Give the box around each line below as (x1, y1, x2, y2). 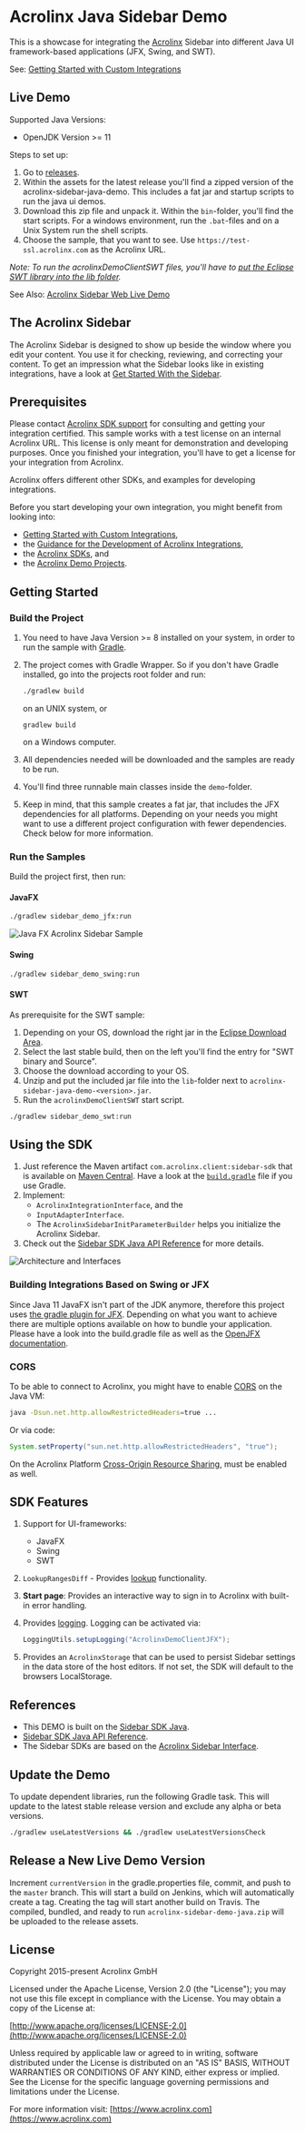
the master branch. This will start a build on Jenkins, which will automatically (9, 1886, 295, 1898)
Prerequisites (9, 394, 87, 409)
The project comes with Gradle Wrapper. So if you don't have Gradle (22, 660, 280, 671)
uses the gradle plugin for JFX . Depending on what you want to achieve (9, 1309, 278, 1320)
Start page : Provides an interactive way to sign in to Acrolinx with (22, 1590, 268, 1601)
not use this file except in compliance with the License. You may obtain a (9, 1993, 281, 2004)
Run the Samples (9, 850, 86, 863)
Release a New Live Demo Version (9, 1853, 206, 1869)
